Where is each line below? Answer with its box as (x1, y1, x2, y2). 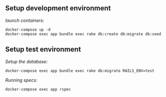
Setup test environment (5, 45, 81, 54)
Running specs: (5, 77, 38, 83)
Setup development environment (5, 4, 111, 13)
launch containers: (5, 17, 44, 23)
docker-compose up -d (5, 27, 51, 32)
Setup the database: (5, 58, 48, 64)
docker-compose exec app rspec (5, 86, 71, 92)
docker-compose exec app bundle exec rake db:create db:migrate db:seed (5, 31, 161, 37)
